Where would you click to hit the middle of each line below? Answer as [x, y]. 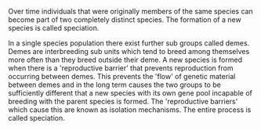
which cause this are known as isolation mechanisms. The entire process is [130, 110]
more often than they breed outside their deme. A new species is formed [125, 60]
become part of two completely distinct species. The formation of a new [125, 20]
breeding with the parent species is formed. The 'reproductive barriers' [123, 101]
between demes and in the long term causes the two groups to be [114, 85]
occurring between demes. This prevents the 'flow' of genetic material [122, 76]
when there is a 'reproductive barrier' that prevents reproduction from [121, 68]
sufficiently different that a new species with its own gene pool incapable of [130, 93]
